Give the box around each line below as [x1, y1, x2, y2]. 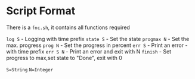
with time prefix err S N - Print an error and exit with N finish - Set [6, 48, 172, 55]
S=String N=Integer [6, 67, 54, 72]
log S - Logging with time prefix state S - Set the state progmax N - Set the [6, 35, 190, 42]
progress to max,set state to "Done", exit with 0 [6, 54, 122, 61]
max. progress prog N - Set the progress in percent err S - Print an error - [6, 42, 188, 49]
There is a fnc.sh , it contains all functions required [6, 24, 130, 31]
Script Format [6, 4, 76, 18]
